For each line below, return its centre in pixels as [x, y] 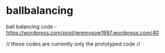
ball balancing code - [31, 26]
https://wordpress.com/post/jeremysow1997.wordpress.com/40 [82, 32]
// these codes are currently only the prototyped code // [73, 44]
